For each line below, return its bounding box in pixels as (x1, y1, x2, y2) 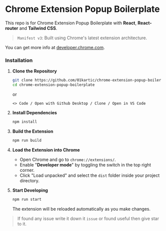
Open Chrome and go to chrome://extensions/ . (19, 156, 116, 162)
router (5, 25, 18, 31)
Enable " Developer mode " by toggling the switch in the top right (19, 161, 151, 167)
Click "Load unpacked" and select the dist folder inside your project (19, 172, 160, 178)
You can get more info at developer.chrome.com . (5, 44, 105, 50)
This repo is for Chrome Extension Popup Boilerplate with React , (5, 20, 137, 26)
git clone (12, 78, 33, 83)
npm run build (12, 138, 42, 143)
